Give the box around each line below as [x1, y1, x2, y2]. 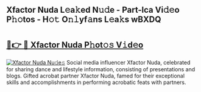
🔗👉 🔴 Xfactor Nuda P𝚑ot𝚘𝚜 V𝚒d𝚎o [6, 40, 144, 50]
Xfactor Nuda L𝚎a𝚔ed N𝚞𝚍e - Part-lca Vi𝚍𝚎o [6, 5, 180, 15]
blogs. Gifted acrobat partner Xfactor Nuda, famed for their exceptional [6, 73, 185, 79]
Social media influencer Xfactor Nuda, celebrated [66, 59, 191, 66]
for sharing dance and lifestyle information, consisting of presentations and [6, 66, 196, 73]
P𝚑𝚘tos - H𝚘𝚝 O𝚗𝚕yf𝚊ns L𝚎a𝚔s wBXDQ [6, 15, 161, 25]
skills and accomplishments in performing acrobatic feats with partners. [6, 79, 187, 86]
